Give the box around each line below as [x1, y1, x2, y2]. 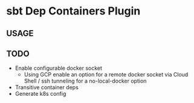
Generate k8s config [15, 90, 66, 98]
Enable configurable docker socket [15, 64, 103, 72]
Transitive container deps [15, 84, 79, 91]
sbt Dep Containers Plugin [6, 4, 141, 18]
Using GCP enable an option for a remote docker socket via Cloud [24, 71, 189, 78]
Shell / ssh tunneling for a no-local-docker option [24, 77, 147, 85]
